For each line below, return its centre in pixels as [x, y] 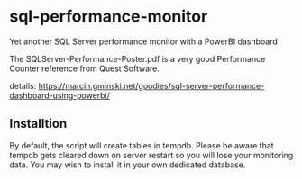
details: [23, 85]
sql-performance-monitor [109, 17]
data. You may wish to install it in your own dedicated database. [128, 165]
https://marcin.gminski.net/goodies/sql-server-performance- [151, 85]
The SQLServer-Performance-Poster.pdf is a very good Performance [137, 58]
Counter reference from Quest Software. [84, 68]
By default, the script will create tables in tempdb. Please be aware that [142, 145]
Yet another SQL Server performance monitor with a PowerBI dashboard [143, 41]
